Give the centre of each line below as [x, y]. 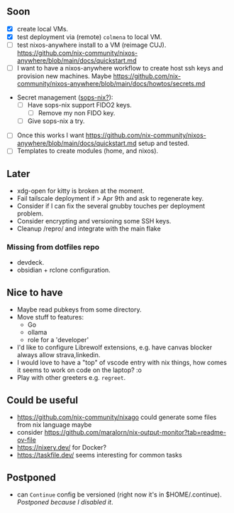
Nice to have [35, 292]
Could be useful [43, 400]
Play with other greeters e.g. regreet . [71, 378]
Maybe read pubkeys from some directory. [79, 310]
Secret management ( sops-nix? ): [65, 97]
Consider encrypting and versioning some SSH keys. [94, 221]
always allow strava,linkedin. [58, 355]
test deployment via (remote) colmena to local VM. [89, 37]
